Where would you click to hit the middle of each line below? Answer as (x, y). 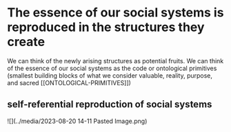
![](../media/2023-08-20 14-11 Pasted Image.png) (77, 121)
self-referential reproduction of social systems (110, 104)
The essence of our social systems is (115, 13)
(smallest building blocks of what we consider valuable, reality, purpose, (110, 75)
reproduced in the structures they (106, 27)
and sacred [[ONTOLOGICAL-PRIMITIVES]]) (69, 82)
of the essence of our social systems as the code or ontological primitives (112, 68)
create (26, 42)
